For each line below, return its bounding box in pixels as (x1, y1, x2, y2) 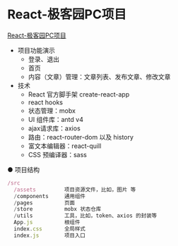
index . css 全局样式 (13, 226, 86, 233)
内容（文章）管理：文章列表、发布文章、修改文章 (28, 72, 171, 81)
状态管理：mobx (28, 106, 76, 115)
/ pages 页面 (13, 199, 76, 207)
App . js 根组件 (13, 219, 81, 226)
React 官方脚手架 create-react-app (28, 90, 130, 99)
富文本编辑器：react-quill (28, 142, 102, 150)
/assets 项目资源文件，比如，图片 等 (13, 186, 136, 193)
